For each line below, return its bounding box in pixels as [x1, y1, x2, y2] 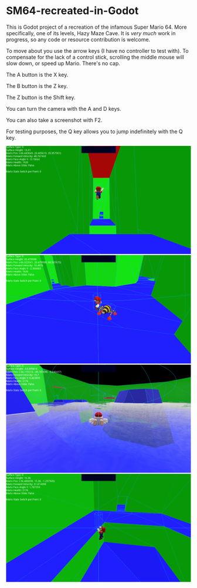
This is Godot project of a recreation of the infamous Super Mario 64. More [6, 23, 187, 30]
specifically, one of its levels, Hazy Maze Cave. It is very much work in [6, 29, 176, 36]
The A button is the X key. [6, 71, 69, 78]
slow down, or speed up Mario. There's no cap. [6, 60, 120, 67]
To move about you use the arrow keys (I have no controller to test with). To [6, 47, 189, 54]
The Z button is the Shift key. [6, 94, 76, 101]
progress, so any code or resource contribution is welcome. [6, 36, 151, 43]
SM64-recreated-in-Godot [6, 4, 139, 18]
